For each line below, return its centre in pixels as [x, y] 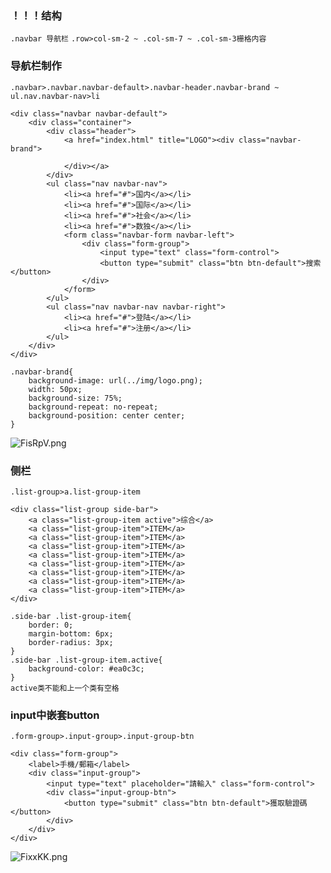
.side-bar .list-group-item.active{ [86, 660]
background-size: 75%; [75, 398]
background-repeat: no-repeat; [93, 407]
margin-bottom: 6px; [71, 633]
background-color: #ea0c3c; [86, 668]
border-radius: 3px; [71, 642]
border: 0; [51, 625]
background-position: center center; [107, 415]
